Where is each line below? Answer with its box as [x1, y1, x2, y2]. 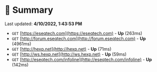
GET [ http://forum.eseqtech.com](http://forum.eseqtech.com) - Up [11, 36, 146, 41]
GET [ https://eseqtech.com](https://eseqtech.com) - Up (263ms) [11, 30, 143, 36]
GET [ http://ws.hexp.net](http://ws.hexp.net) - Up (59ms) [11, 51, 127, 57]
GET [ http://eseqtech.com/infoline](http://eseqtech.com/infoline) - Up [11, 56, 152, 62]
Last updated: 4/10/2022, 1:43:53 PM [4, 21, 82, 27]
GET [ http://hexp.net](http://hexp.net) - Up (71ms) [11, 46, 112, 52]
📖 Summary [4, 4, 53, 16]
